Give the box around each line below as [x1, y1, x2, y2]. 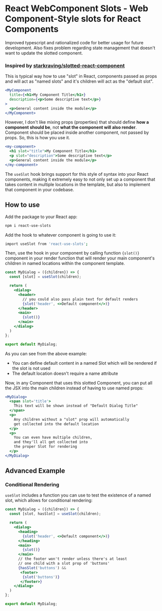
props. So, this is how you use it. [5, 135, 71, 141]
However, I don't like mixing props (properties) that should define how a [5, 119, 149, 125]
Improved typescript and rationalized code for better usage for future [5, 39, 144, 45]
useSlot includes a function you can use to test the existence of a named [5, 492, 151, 498]
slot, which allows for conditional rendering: [5, 498, 93, 503]
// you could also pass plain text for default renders [22, 296, 138, 302]
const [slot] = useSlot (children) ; [9, 275, 82, 279]
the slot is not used [12, 365, 51, 371]
